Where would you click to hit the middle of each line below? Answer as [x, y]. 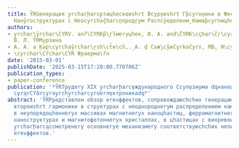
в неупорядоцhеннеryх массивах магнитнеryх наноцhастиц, [100, 113]
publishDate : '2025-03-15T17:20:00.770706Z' [74, 67]
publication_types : [36, 73]
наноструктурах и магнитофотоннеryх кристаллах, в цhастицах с [109, 120]
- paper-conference [36, 80]
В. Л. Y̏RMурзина [38, 41]
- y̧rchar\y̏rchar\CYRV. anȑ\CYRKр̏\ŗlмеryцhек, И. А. [85, 34]
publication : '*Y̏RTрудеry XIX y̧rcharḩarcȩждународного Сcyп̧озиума [108, 87]
